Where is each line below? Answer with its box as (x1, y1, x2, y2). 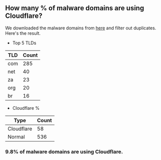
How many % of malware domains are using (5, 4, 145, 12)
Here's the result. (5, 30, 41, 36)
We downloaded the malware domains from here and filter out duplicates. (5, 25, 157, 31)
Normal (7, 133, 25, 140)
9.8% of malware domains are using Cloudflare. (5, 148, 123, 155)
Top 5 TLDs (12, 40, 36, 46)
